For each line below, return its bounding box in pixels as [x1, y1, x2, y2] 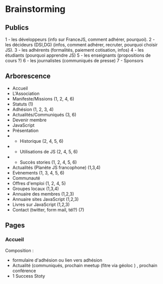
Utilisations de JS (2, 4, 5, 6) [19, 148, 78, 155]
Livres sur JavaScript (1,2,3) [12, 201, 70, 207]
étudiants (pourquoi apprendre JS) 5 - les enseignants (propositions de [5, 52, 151, 58]
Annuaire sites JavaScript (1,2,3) [12, 196, 79, 202]
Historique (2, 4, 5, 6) [19, 138, 64, 144]
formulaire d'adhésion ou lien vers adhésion [12, 257, 103, 263]
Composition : [5, 247, 34, 253]
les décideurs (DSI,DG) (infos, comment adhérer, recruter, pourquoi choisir [5, 42, 158, 48]
